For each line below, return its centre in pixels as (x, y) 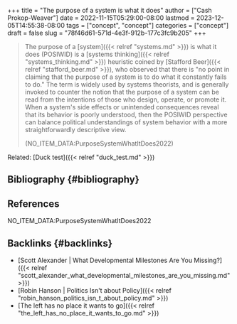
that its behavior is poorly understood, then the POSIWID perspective (126, 114)
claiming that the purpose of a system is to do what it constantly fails (126, 77)
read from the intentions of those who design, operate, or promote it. (126, 99)
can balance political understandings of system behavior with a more (126, 122)
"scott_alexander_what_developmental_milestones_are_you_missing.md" (124, 276)
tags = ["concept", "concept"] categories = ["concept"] (148, 25)
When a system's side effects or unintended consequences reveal (122, 107)
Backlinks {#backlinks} (60, 243)
